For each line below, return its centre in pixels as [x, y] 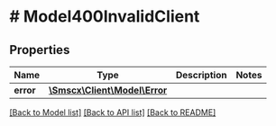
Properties [40, 50]
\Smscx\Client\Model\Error [108, 90]
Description [201, 75]
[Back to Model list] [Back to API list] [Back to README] [113, 112]
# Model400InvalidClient [105, 17]
